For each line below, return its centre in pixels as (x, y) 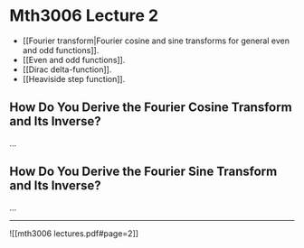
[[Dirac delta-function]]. (67, 69)
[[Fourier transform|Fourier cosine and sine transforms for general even (156, 41)
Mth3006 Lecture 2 (84, 16)
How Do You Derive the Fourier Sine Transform (143, 172)
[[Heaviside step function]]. (74, 78)
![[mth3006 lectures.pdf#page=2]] (74, 233)
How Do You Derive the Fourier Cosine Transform (151, 108)
